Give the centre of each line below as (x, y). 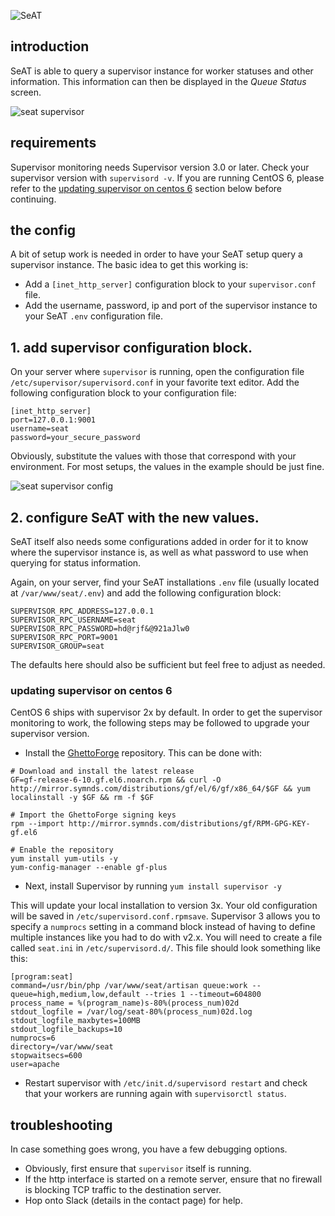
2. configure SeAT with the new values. (135, 517)
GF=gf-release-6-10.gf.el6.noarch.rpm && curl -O (116, 780)
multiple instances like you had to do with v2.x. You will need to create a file (166, 937)
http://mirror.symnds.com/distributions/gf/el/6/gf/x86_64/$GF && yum (160, 789)
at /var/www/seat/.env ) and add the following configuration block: (146, 593)
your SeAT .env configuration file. (93, 316)
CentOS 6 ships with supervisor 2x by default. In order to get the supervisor (166, 712)
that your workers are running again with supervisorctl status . (155, 1094)
